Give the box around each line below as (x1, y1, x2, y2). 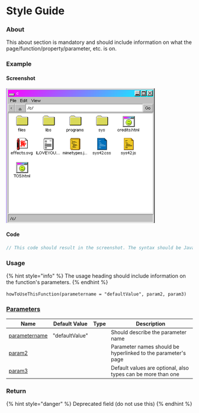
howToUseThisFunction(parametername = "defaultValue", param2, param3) (6, 291, 187, 297)
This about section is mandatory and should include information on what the (6, 39, 192, 46)
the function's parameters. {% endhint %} (6, 278, 108, 285)
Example (6, 60, 32, 68)
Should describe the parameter (111, 329, 187, 336)
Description (136, 320, 166, 327)
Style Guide (6, 4, 65, 18)
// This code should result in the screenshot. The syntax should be (6, 244, 182, 250)
